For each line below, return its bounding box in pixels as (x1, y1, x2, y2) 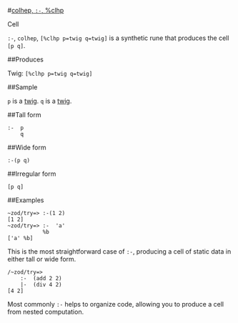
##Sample (7, 83, 38, 91)
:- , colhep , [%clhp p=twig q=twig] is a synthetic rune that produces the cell (7, 34, 229, 42)
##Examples (7, 196, 44, 204)
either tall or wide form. (7, 255, 76, 263)
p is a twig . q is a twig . (7, 96, 72, 105)
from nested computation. (7, 307, 84, 316)
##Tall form (7, 111, 41, 119)
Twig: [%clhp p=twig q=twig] (7, 69, 93, 77)
